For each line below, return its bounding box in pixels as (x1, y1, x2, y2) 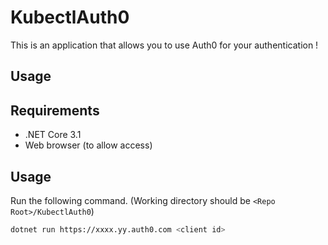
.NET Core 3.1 (24, 129, 82, 141)
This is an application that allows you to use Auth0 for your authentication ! (10, 39, 319, 51)
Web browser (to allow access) (24, 139, 153, 151)
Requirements (10, 102, 100, 119)
